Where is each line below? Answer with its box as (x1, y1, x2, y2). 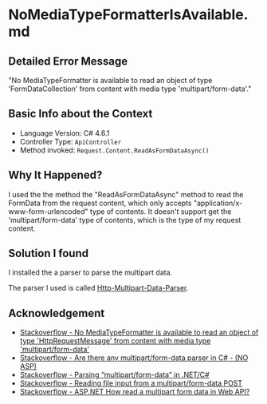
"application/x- (193, 198, 243, 208)
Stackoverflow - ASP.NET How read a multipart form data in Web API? (19, 387, 250, 397)
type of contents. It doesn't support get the (89, 206, 232, 216)
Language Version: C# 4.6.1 (19, 128, 110, 137)
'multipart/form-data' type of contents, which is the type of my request (8, 215, 241, 224)
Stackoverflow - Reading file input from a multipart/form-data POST (19, 378, 243, 388)
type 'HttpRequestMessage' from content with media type (19, 336, 211, 346)
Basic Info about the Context (8, 107, 153, 121)
